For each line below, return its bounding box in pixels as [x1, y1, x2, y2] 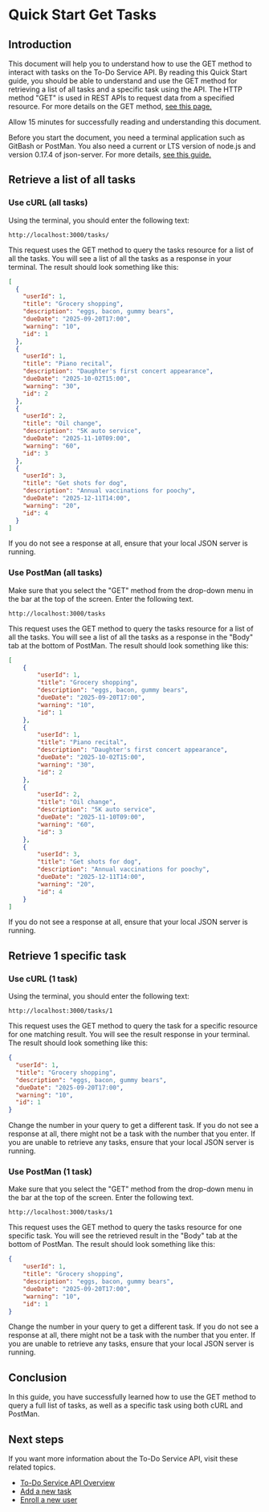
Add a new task [19, 1486, 72, 1496]
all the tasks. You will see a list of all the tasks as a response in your [8, 253, 232, 263]
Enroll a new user [19, 1495, 78, 1505]
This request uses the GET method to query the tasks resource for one [8, 1223, 243, 1232]
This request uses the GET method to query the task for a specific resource [8, 1021, 259, 1031]
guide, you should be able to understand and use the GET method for [8, 76, 238, 85]
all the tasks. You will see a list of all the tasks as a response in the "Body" [8, 632, 254, 642]
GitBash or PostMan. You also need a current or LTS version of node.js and [8, 141, 256, 150]
